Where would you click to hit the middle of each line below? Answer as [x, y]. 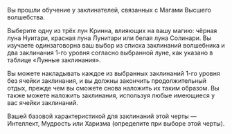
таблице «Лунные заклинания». [54, 60]
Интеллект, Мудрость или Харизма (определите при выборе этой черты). [116, 123]
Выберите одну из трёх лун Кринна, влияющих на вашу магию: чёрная [112, 31]
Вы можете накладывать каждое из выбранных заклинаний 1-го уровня [114, 73]
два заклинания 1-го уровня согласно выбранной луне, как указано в [110, 52]
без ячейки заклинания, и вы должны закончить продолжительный [107, 81]
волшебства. [26, 17]
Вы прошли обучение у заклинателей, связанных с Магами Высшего [109, 10]
